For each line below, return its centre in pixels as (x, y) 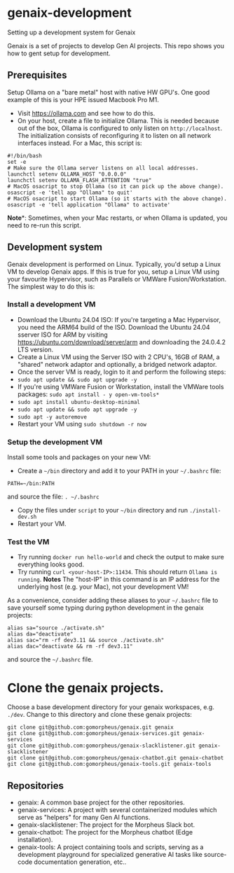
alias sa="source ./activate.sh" (56, 628)
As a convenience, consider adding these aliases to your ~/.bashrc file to (113, 601)
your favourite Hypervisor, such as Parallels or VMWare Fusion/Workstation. (117, 279)
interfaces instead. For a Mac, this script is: (80, 143)
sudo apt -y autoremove (52, 417)
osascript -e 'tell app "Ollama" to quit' (70, 193)
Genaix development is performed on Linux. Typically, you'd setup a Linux (114, 264)
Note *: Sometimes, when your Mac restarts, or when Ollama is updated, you (117, 218)
